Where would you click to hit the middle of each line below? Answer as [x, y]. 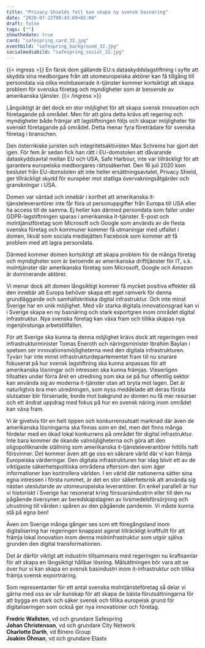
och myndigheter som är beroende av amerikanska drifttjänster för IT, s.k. [99, 261]
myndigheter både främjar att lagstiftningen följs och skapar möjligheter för [101, 121]
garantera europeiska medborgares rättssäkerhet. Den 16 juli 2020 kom [96, 165]
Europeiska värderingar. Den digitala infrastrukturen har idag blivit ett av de [101, 460]
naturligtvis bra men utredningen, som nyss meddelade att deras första [96, 389]
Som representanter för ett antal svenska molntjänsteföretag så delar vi [96, 587]
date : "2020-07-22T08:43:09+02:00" [52, 18]
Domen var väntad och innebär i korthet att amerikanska [77, 197]
